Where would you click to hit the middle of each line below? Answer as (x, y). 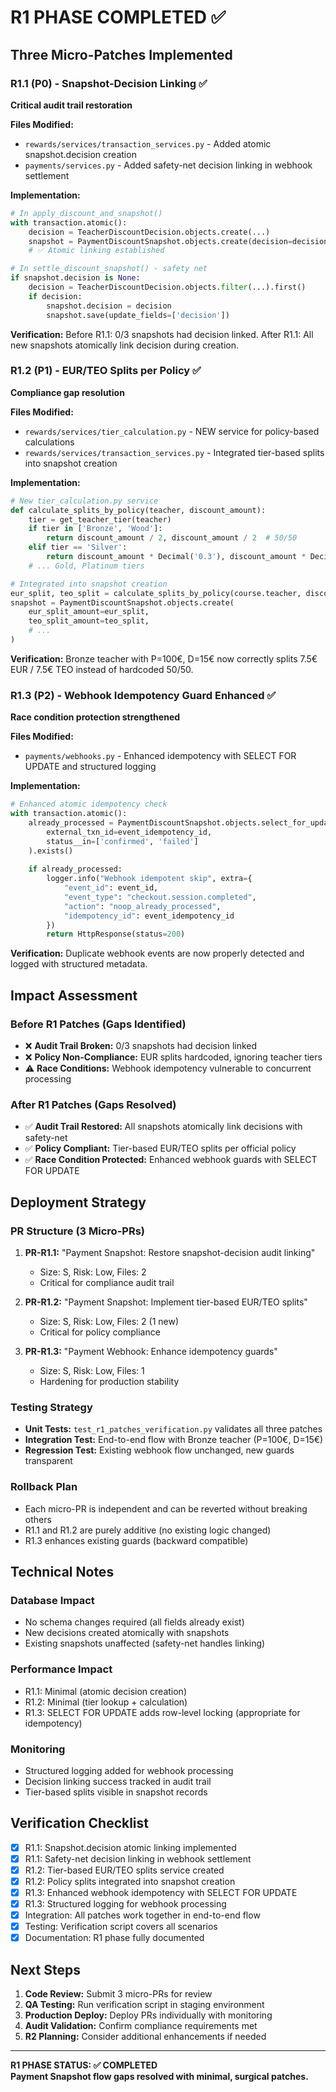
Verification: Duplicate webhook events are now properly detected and (157, 953)
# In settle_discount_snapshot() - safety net (109, 269)
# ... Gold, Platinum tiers (86, 566)
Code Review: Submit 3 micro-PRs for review (118, 1994)
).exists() (51, 851)
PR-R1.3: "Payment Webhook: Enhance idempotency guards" (151, 1352)
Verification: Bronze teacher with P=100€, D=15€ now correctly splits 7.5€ (164, 658)
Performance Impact (61, 1669)
